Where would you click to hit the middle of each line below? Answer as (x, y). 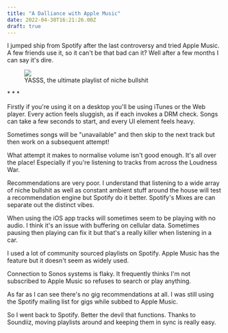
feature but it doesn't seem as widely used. (68, 260)
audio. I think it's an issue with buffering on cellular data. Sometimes (103, 225)
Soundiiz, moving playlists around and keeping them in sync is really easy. (112, 322)
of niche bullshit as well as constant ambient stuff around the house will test (114, 190)
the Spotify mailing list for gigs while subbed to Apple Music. (92, 301)
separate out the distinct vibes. (51, 205)
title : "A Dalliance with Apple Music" (64, 13)
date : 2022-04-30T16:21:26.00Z (52, 20)
